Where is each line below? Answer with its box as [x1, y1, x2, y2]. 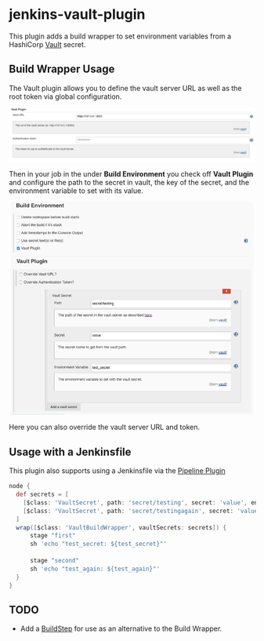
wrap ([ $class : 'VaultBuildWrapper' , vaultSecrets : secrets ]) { [16, 523, 226, 531]
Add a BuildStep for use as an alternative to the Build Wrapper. [20, 624, 222, 633]
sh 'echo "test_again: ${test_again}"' [29, 565, 160, 573]
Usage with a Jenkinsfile [9, 445, 132, 458]
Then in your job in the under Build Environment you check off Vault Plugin [9, 169, 254, 179]
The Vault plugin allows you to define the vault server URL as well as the [9, 83, 242, 93]
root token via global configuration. [9, 92, 122, 101]
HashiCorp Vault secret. [9, 39, 86, 49]
